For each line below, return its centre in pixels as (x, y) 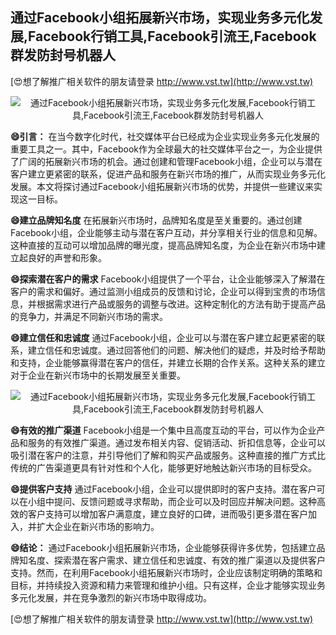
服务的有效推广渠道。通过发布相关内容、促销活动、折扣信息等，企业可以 (176, 442)
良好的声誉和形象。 (67, 257)
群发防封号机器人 (63, 55)
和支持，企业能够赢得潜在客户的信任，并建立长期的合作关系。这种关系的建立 (168, 362)
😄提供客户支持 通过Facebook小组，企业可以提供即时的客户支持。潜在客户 (163, 489)
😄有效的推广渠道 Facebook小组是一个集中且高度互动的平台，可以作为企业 (163, 430)
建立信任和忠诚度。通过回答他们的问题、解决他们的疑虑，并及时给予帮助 (176, 350)
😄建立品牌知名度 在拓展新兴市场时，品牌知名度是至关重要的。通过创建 (156, 220)
